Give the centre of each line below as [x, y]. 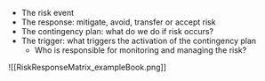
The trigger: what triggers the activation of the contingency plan [139, 40]
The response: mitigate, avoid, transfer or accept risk [118, 22]
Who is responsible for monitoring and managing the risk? [141, 50]
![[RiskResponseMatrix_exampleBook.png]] [87, 67]
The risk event [48, 13]
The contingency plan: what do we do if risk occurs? [117, 31]
